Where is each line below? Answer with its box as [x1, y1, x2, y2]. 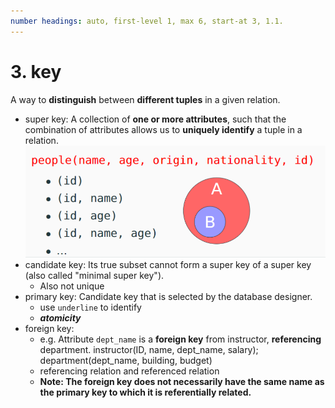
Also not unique [39, 280, 105, 292]
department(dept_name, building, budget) [39, 355, 213, 367]
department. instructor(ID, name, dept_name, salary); [39, 344, 259, 356]
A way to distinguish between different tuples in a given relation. [10, 93, 281, 105]
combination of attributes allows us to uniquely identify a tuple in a [24, 123, 303, 135]
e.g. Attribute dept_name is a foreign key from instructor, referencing [39, 333, 322, 345]
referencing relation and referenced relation [39, 365, 220, 377]
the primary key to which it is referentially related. [39, 386, 252, 399]
